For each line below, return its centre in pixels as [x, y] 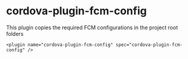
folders [15, 33]
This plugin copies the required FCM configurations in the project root [92, 27]
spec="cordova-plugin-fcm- [149, 45]
